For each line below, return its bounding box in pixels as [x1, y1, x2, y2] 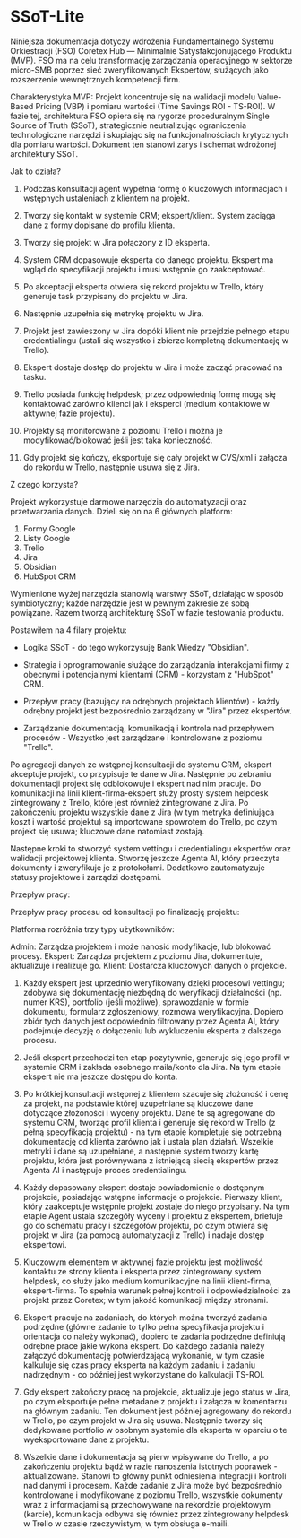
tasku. [22, 371, 47, 382]
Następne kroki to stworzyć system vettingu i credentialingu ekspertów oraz [10, 842, 292, 853]
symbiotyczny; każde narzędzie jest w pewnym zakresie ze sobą [10, 598, 250, 609]
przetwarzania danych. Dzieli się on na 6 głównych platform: [10, 505, 234, 516]
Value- [257, 91, 282, 102]
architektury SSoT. [10, 148, 79, 159]
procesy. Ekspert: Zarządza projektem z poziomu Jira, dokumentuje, [10, 950, 262, 961]
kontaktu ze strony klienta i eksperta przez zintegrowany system [22, 1266, 262, 1276]
